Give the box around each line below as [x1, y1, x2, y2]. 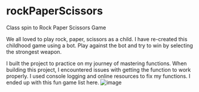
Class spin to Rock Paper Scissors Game [6, 24, 106, 31]
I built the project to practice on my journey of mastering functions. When [6, 60, 187, 67]
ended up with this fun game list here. [6, 79, 100, 86]
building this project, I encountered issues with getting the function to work [6, 66, 191, 73]
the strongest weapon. [6, 48, 62, 55]
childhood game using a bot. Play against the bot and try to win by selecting [6, 42, 193, 49]
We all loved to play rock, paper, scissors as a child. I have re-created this [6, 35, 188, 42]
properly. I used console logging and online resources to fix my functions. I [6, 72, 191, 79]
